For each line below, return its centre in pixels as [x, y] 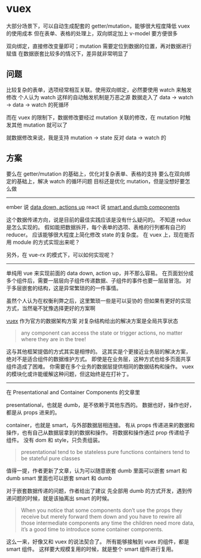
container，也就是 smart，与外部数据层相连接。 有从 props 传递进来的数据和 [100, 425]
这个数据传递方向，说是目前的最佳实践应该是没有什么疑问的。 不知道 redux [99, 219]
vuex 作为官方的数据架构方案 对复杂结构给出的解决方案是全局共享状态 [92, 321]
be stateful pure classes [51, 458]
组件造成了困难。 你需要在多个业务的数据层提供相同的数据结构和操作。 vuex [100, 366]
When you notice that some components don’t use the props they [102, 510]
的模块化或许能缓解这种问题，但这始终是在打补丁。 [69, 374]
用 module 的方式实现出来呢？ [43, 242]
